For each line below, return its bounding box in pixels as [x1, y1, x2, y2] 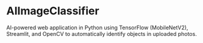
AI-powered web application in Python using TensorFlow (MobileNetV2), [6, 24, 188, 31]
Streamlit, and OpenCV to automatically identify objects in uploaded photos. [6, 30, 197, 37]
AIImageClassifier [6, 4, 99, 18]
